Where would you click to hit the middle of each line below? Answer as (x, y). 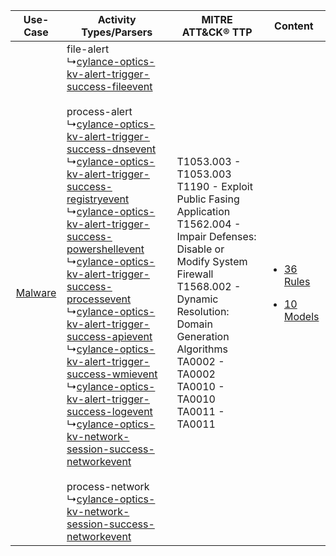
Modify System (212, 261)
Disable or (200, 249)
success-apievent (109, 336)
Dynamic (197, 299)
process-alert (99, 111)
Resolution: (203, 311)
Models (301, 316)
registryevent (98, 199)
